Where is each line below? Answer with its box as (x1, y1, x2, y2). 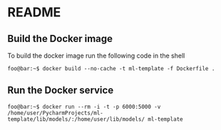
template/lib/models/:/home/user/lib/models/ (7, 115, 145, 123)
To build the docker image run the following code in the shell (7, 51, 185, 60)
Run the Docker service (7, 85, 114, 97)
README (7, 4, 61, 21)
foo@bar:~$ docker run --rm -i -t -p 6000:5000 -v (7, 103, 161, 110)
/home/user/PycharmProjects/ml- (7, 109, 103, 117)
